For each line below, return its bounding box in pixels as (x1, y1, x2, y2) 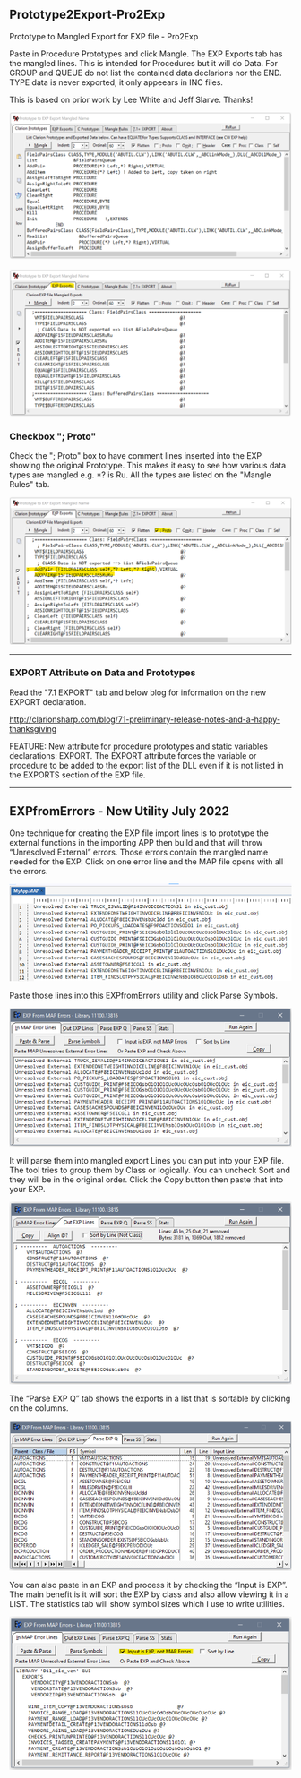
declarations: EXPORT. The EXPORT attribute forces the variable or (9, 750, 257, 760)
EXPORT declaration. (9, 696, 87, 707)
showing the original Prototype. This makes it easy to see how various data (9, 460, 287, 471)
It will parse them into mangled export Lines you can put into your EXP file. (9, 1155, 285, 1165)
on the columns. (9, 1403, 69, 1413)
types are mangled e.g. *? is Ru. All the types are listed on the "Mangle (9, 469, 271, 480)
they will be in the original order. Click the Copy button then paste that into (9, 1173, 284, 1185)
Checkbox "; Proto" (9, 430, 97, 442)
